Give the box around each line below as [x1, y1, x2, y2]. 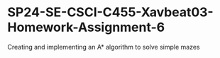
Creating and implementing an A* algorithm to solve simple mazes [7, 42, 200, 51]
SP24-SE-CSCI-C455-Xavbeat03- [7, 4, 214, 21]
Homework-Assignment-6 [7, 19, 165, 35]
